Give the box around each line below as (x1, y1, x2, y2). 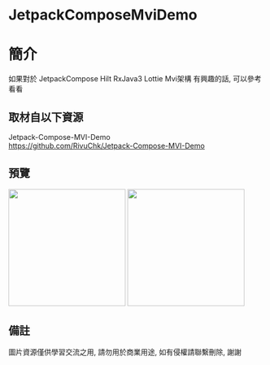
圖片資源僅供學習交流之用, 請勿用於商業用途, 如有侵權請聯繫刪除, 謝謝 (8, 347, 242, 357)
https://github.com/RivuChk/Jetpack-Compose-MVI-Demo (8, 141, 205, 150)
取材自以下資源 (8, 110, 84, 124)
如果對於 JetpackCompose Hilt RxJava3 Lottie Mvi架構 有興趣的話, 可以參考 (8, 74, 262, 84)
